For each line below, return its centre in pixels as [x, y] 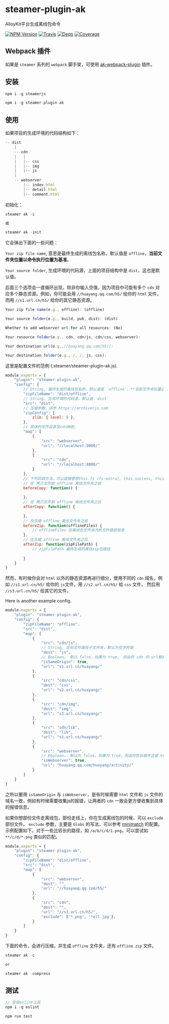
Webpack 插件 [28, 51]
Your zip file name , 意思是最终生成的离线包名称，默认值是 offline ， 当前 [81, 253]
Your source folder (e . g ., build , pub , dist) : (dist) [62, 319]
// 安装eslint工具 [23, 1003]
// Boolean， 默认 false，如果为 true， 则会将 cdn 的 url [100, 657]
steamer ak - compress [28, 973]
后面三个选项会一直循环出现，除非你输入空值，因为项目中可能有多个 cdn [80, 288]
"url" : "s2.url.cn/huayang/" [71, 690]
